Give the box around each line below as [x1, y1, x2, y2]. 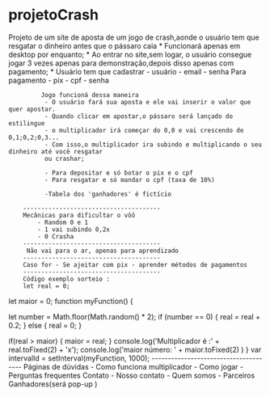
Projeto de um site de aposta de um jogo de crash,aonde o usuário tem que [8, 32, 260, 42]
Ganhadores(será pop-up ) [8, 378, 98, 389]
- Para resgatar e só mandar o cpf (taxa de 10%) [44, 175, 216, 184]
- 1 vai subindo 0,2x [37, 225, 111, 234]
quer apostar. [8, 105, 57, 113]
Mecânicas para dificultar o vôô [23, 211, 136, 219]
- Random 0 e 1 [37, 218, 89, 226]
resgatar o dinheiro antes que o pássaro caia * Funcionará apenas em [8, 40, 241, 50]
